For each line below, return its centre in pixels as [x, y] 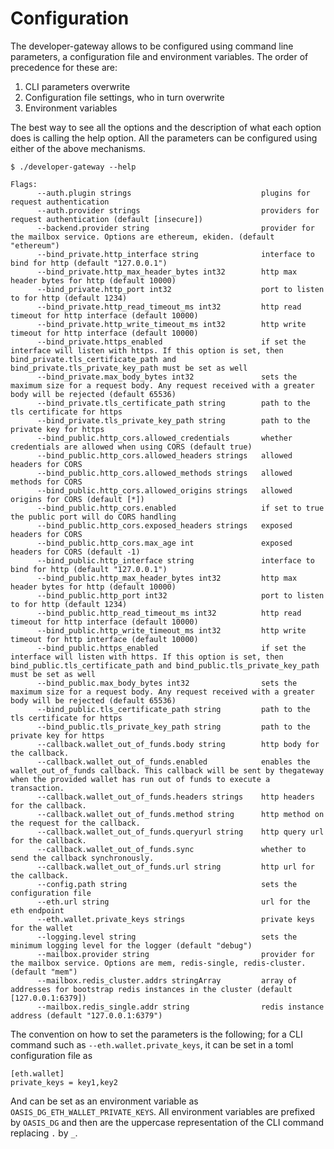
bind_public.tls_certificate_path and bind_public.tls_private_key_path [165, 665]
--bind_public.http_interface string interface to [175, 560]
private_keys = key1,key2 [64, 1082]
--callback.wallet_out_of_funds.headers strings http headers [175, 797]
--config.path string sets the [167, 884]
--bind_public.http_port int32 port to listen [180, 595]
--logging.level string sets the [167, 937]
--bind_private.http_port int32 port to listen [180, 289]
